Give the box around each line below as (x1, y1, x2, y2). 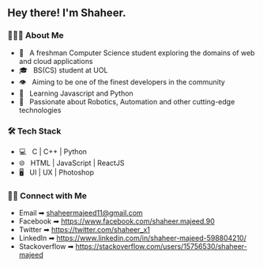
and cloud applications (18, 56, 93, 66)
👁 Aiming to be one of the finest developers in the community (18, 77, 226, 86)
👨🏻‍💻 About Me (7, 30, 64, 41)
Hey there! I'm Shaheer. (7, 6, 126, 20)
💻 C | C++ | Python (18, 146, 88, 156)
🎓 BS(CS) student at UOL (18, 65, 108, 74)
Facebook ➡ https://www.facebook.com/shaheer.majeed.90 (18, 216, 215, 226)
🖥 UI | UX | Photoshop (18, 167, 95, 177)
